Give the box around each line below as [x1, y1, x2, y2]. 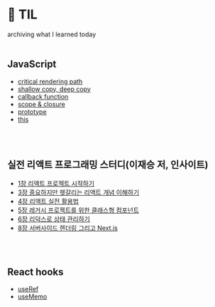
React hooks [7, 266, 64, 278]
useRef [17, 285, 39, 293]
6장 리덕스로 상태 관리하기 [17, 214, 90, 223]
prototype [17, 107, 48, 116]
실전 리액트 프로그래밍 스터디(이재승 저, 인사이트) [7, 159, 209, 171]
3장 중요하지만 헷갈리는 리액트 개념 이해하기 [17, 188, 140, 197]
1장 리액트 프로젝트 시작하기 [17, 179, 94, 187]
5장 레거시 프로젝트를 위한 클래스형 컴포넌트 [17, 206, 140, 214]
